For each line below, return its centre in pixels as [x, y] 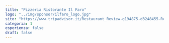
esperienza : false [24, 28]
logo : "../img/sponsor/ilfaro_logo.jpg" [48, 14]
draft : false [19, 33]
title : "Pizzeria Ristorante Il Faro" [46, 10]
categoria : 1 [19, 23]
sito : [11, 19]
